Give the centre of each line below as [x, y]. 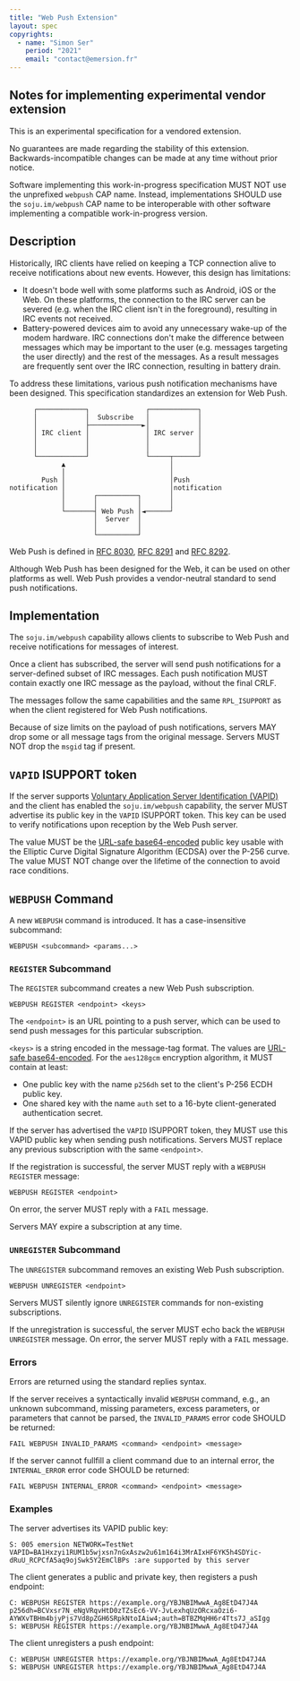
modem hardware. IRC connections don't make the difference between [153, 338]
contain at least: [39, 1068]
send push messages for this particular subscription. [107, 1031]
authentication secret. [63, 1113]
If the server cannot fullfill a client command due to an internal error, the [142, 1460]
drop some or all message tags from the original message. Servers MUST [145, 737]
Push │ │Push [116, 480]
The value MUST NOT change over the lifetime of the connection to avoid [145, 862]
